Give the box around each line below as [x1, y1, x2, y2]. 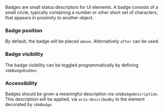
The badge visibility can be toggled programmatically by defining [5, 62, 139, 68]
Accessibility [5, 79, 38, 86]
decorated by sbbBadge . [5, 101, 53, 107]
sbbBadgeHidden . [5, 67, 38, 73]
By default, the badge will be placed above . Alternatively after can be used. [5, 38, 160, 44]
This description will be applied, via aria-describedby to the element [5, 96, 145, 102]
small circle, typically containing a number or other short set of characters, [5, 9, 158, 15]
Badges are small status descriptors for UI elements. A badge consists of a [5, 4, 159, 10]
